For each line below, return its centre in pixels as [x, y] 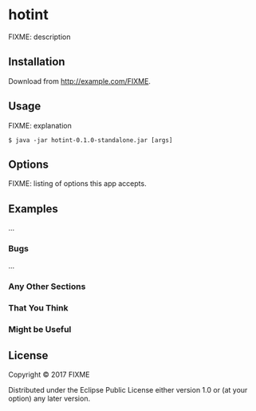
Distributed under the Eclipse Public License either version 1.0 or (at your [128, 390]
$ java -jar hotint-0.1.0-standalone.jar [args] [91, 140]
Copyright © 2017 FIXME [49, 375]
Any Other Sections [47, 287]
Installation [37, 62]
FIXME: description [39, 37]
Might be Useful [40, 330]
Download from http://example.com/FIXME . [80, 81]
